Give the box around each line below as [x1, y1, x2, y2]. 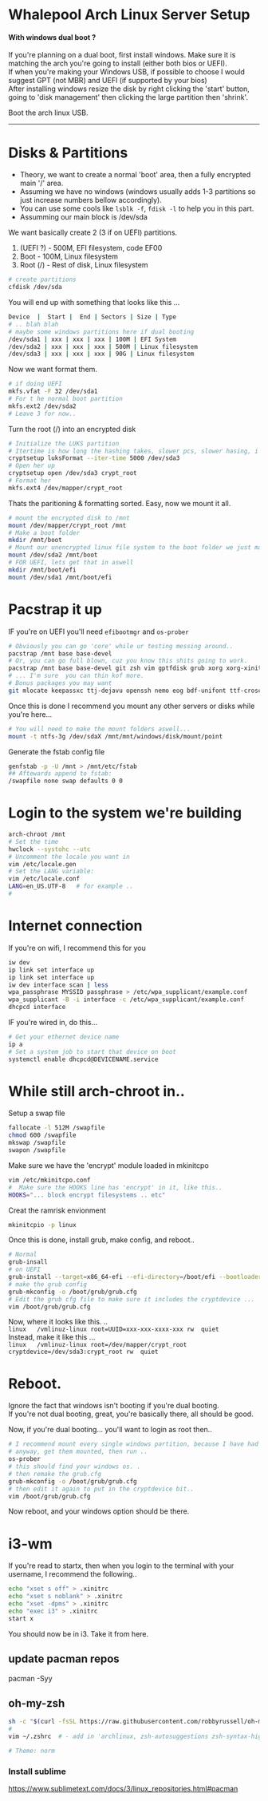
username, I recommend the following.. [8, 1569, 137, 1579]
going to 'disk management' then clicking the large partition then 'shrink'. [8, 93, 249, 102]
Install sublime [8, 1766, 66, 1777]
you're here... [8, 709, 53, 719]
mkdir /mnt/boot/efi [8, 565, 77, 574]
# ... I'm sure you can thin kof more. [8, 672, 145, 680]
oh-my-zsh [8, 1696, 65, 1710]
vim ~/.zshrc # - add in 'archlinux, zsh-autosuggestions [8, 1732, 209, 1741]
